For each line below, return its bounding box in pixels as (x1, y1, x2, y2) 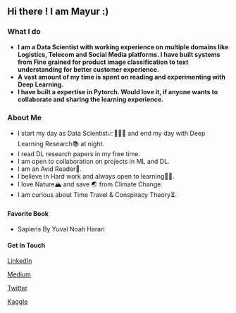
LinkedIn (7, 257, 32, 265)
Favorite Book (7, 209, 49, 217)
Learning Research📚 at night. (17, 139, 104, 148)
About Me (7, 113, 42, 122)
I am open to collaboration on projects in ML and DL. (17, 157, 170, 165)
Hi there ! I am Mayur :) (7, 6, 109, 18)
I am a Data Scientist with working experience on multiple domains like (17, 42, 229, 51)
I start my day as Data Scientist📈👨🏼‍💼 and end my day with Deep (17, 129, 206, 137)
